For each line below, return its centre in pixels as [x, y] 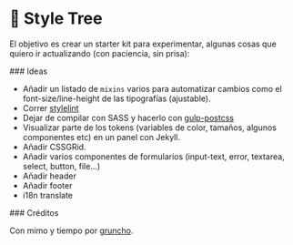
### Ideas [29, 71]
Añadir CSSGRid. [54, 147]
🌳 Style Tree [56, 19]
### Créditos [34, 212]
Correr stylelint [51, 107]
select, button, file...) [61, 166]
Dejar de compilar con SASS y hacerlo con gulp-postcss [128, 117]
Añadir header [50, 176]
